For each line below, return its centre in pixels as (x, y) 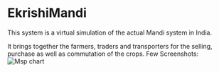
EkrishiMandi (47, 13)
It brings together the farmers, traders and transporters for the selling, (110, 46)
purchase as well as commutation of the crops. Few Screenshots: (103, 54)
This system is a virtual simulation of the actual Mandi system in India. (109, 32)
